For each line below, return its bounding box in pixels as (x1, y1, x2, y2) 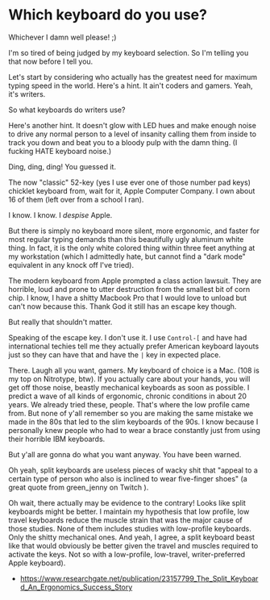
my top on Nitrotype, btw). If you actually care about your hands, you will (8, 373, 251, 384)
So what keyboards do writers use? (8, 105, 126, 115)
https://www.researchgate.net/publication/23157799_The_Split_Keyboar (19, 573, 259, 583)
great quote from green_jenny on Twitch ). (8, 482, 149, 492)
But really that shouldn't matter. (8, 317, 113, 327)
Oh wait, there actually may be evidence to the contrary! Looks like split (8, 498, 246, 507)
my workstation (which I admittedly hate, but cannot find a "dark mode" (8, 252, 246, 261)
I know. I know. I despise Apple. (8, 210, 113, 219)
